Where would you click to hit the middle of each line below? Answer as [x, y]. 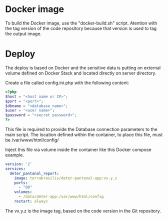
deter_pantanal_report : [34, 173]
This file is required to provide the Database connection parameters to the [81, 129]
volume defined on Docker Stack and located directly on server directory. [81, 73]
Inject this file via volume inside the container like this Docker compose [78, 149]
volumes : [23, 192]
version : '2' [19, 164]
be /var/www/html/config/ [32, 140]
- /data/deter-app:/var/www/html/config [61, 197]
